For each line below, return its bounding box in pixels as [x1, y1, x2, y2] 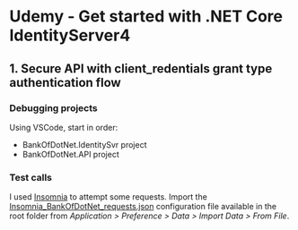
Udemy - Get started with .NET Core [9, 6, 283, 27]
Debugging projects [9, 101, 99, 114]
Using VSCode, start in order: [9, 122, 118, 132]
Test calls [9, 171, 52, 183]
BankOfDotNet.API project [22, 149, 119, 159]
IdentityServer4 [9, 25, 131, 46]
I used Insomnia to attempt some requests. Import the [9, 192, 208, 202]
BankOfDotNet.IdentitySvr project [22, 139, 147, 149]
